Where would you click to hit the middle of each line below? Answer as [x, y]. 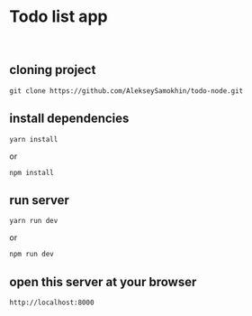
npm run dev [31, 255]
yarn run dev [34, 221]
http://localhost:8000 [52, 303]
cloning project [53, 70]
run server [40, 200]
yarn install [34, 139]
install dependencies [69, 119]
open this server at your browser [103, 282]
